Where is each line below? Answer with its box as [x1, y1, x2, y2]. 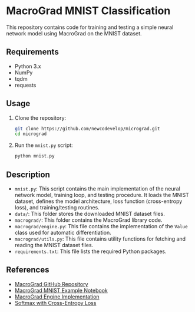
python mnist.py [14, 153, 55, 159]
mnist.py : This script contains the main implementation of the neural [14, 185, 181, 192]
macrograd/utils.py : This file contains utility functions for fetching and [14, 235, 186, 242]
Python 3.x [14, 63, 41, 70]
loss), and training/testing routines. [14, 204, 100, 211]
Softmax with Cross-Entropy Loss [14, 299, 97, 306]
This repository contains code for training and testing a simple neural [6, 24, 174, 31]
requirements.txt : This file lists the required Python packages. [14, 248, 167, 255]
